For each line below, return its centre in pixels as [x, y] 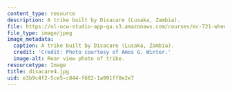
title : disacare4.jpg [38, 71]
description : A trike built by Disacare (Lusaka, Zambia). [94, 20]
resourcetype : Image [37, 65]
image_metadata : [30, 39]
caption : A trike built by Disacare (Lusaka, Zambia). [94, 46]
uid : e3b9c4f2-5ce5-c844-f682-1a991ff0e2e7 [71, 78]
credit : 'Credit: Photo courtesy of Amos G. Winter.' [92, 53]
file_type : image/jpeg [40, 33]
